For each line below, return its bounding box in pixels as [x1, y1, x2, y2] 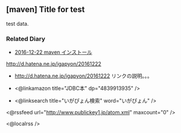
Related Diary [6, 34, 46, 43]
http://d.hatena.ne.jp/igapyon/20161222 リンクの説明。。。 [14, 72, 153, 79]
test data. [6, 20, 29, 27]
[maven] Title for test [6, 5, 85, 15]
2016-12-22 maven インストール [14, 49, 93, 56]
